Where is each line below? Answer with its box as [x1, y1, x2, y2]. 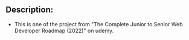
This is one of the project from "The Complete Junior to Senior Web [14, 20, 183, 27]
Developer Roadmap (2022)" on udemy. [14, 27, 114, 34]
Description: [5, 5, 54, 15]
